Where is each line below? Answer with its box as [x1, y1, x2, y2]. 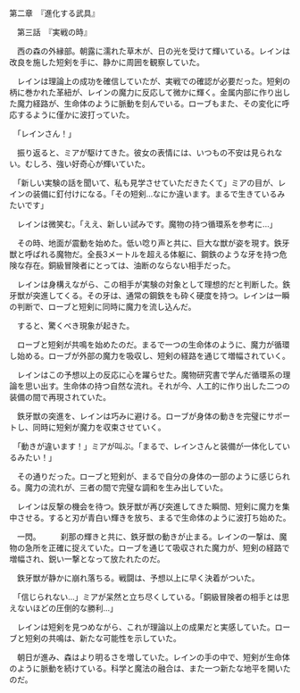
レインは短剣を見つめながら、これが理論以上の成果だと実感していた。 [16, 622, 275, 632]
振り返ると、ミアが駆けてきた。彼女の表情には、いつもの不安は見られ [16, 147, 275, 158]
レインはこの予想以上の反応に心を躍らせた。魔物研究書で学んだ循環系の [16, 370, 283, 380]
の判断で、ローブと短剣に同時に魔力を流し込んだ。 [9, 302, 196, 312]
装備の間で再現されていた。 [9, 392, 112, 402]
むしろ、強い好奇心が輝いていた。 [24, 159, 150, 169]
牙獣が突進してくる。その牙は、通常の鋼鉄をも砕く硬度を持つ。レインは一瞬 [9, 290, 290, 301]
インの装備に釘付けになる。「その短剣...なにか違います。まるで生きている [9, 188, 278, 199]
